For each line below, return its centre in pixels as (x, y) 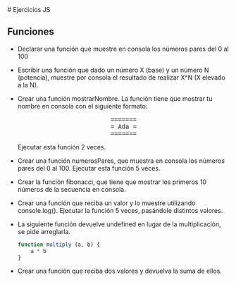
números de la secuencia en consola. (72, 189)
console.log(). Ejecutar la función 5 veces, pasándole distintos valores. (120, 210)
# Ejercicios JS (29, 10)
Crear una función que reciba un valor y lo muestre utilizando (106, 203)
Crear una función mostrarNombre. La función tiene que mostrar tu (115, 98)
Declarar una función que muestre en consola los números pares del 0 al (123, 49)
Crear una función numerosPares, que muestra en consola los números (121, 161)
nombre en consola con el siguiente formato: (82, 106)
